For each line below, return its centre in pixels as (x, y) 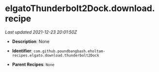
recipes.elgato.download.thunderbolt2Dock (56, 55)
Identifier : (22, 51)
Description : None (31, 41)
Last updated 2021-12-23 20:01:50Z (41, 32)
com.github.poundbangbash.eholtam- (70, 51)
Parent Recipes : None (33, 64)
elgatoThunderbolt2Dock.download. (80, 8)
